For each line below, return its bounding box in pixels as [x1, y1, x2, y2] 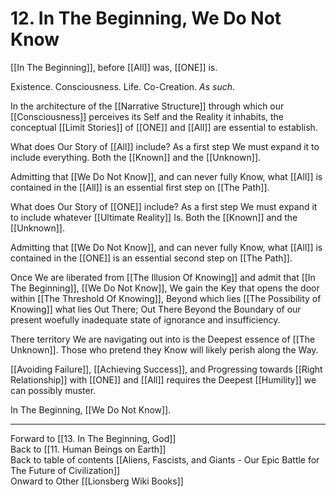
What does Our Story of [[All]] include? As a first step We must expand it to [10, 140, 320, 152]
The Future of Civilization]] [10, 464, 121, 476]
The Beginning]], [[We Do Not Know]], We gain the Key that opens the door [10, 282, 320, 294]
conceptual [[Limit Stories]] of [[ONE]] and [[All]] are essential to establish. [10, 121, 318, 133]
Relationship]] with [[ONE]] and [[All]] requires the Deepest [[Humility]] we [10, 373, 317, 386]
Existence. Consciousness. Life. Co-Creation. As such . [10, 80, 236, 92]
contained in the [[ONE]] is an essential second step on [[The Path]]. [10, 252, 293, 264]
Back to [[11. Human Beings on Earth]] [10, 443, 167, 455]
